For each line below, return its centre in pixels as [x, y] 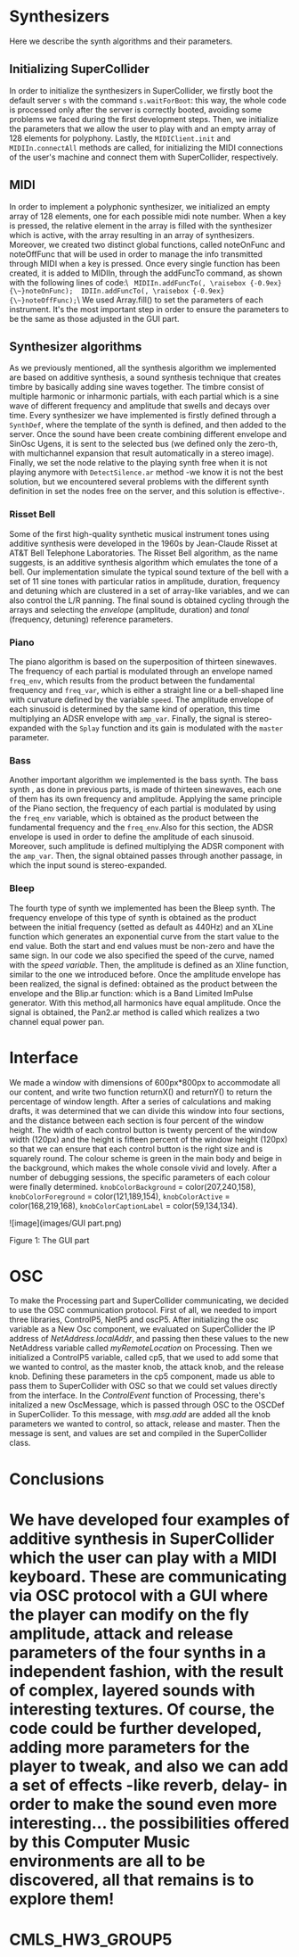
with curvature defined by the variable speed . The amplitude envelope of [141, 699]
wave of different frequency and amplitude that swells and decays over [140, 406]
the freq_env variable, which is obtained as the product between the [134, 818]
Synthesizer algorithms [76, 347]
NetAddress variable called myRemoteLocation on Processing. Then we [141, 1348]
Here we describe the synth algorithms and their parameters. [121, 41]
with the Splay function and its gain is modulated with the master [166, 728]
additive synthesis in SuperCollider [142, 1538]
